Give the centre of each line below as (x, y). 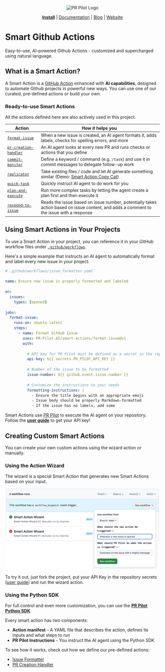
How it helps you (99, 128)
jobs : (11, 312)
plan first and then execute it (70, 196)
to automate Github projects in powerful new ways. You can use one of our (81, 88)
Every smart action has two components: (47, 620)
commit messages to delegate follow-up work (87, 165)
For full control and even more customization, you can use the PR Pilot (76, 606)
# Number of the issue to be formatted (68, 370)
